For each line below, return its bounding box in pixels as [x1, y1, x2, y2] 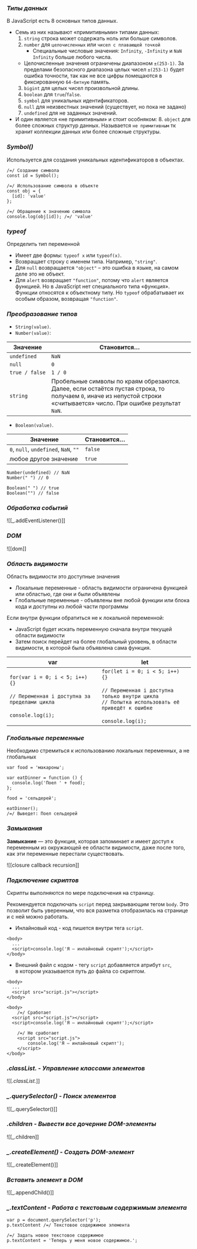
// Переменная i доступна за [9, 693, 91, 700]
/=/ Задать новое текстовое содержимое [6, 1232, 104, 1238]
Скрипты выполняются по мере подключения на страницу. [6, 889, 155, 896]
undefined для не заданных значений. [23, 109, 117, 116]
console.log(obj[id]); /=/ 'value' [6, 214, 94, 219]
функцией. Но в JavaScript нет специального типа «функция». [15, 283, 170, 290]
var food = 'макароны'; [6, 765, 65, 771]
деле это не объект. [15, 270, 65, 277]
